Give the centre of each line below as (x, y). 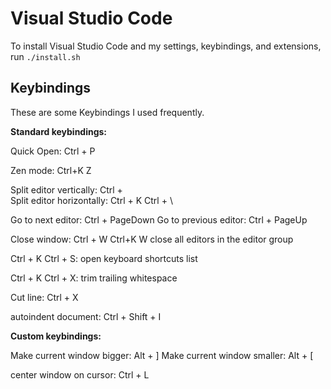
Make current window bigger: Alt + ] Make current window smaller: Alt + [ (162, 355)
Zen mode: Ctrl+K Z (51, 170)
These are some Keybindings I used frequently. (107, 112)
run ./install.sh (45, 56)
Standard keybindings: (59, 131)
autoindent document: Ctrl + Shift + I (86, 316)
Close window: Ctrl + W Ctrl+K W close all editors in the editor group (152, 239)
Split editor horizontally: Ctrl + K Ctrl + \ (91, 200)
